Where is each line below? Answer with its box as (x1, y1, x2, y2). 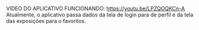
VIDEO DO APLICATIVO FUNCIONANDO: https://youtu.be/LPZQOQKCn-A (6, 5, 185, 12)
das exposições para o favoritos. (6, 18, 86, 24)
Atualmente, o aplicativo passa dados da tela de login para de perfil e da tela (6, 11, 194, 18)
